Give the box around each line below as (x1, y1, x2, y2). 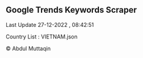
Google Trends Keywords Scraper (5, 5, 137, 15)
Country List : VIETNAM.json (5, 33, 78, 40)
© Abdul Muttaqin (5, 45, 51, 52)
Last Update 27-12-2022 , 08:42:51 (5, 21, 94, 28)
